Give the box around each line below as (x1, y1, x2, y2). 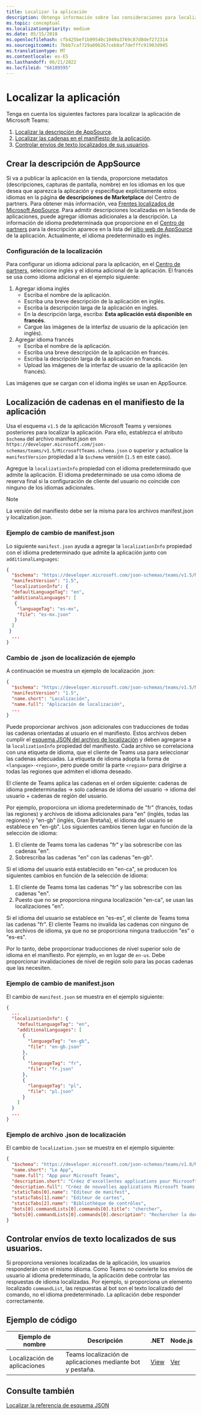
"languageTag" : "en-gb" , (28, 1038, 90, 1044)
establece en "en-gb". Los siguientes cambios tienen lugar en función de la (6, 823, 193, 830)
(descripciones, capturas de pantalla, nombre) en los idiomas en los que (6, 181, 185, 188)
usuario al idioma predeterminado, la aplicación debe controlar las (6, 1272, 170, 1279)
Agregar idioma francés (14, 336, 74, 343)
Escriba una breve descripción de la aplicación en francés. (23, 349, 170, 356)
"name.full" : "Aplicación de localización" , (11, 701, 125, 707)
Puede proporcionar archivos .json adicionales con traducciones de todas (6, 723, 189, 731)
